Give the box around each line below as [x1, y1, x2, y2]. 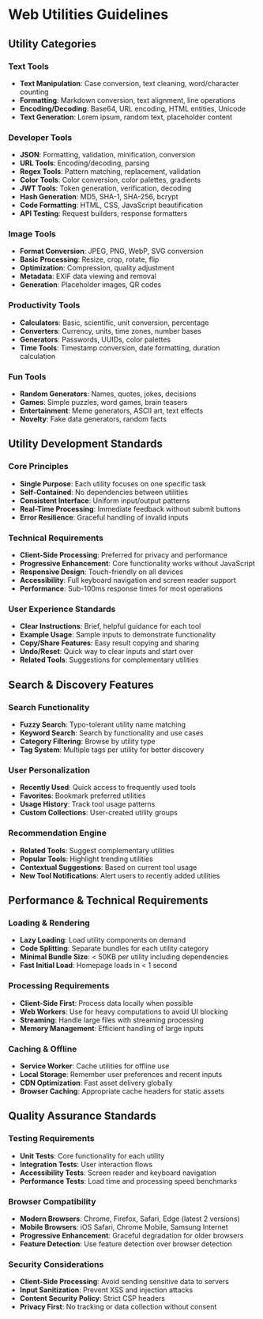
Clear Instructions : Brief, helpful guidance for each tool [19, 622, 201, 631]
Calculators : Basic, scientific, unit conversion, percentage [19, 318, 209, 327]
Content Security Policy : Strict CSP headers [19, 1294, 166, 1303]
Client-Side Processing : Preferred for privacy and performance [19, 550, 227, 560]
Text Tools [8, 61, 49, 72]
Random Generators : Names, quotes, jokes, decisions [19, 389, 197, 399]
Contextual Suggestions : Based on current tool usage [19, 862, 197, 871]
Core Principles [8, 461, 69, 472]
